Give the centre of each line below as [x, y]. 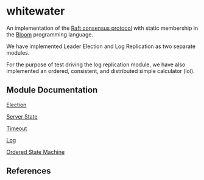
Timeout [17, 128]
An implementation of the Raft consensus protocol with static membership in [102, 28]
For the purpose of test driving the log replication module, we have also [96, 64]
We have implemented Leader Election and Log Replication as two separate [101, 46]
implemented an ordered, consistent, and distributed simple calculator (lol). [100, 71]
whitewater [36, 11]
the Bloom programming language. [50, 34]
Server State [22, 116]
